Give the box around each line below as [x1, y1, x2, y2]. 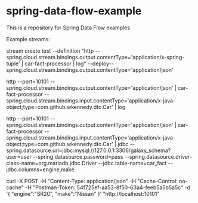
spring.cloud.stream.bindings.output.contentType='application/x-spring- [6, 53, 185, 60]
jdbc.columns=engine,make [6, 166, 75, 173]
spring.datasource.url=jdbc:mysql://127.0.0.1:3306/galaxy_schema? [6, 147, 171, 154]
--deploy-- [87, 60, 115, 67]
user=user [6, 153, 32, 160]
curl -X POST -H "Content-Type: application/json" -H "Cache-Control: [6, 177, 178, 184]
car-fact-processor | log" [24, 60, 86, 67]
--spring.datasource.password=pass [32, 153, 123, 160]
